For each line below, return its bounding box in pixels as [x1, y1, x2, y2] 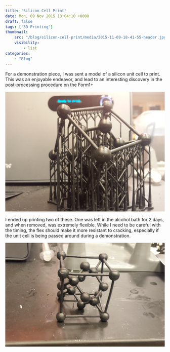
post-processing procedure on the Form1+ [5, 82, 94, 88]
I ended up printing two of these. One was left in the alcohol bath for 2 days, [5, 216, 164, 222]
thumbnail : [5, 29, 28, 35]
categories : [5, 51, 30, 56]
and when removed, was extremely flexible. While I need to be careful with [5, 222, 161, 228]
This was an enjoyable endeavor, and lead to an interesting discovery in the [5, 76, 163, 82]
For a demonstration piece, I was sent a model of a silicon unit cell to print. [5, 71, 160, 77]
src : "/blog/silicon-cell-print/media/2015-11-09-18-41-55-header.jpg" [14, 35, 168, 40]
